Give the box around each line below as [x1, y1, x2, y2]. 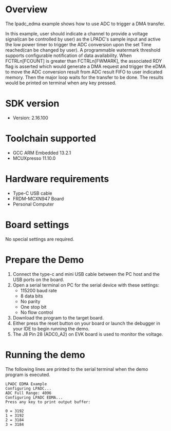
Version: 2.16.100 [12, 115, 49, 121]
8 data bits [20, 293, 43, 299]
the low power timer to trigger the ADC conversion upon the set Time [5, 41, 151, 47]
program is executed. [5, 371, 50, 378]
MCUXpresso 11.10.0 [12, 155, 56, 161]
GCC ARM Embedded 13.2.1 [12, 149, 71, 156]
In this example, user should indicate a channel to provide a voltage [5, 30, 148, 36]
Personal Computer [12, 201, 54, 207]
